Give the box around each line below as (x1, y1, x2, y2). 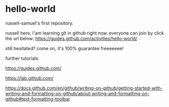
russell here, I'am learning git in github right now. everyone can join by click (5, 30, 164, 36)
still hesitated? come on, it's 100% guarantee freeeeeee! (5, 45, 124, 51)
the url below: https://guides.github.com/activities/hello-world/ (5, 35, 137, 41)
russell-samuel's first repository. (5, 20, 74, 26)
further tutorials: (5, 55, 40, 61)
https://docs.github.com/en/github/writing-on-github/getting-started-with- (5, 85, 163, 91)
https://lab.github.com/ (5, 75, 54, 81)
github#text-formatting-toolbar (5, 96, 70, 102)
